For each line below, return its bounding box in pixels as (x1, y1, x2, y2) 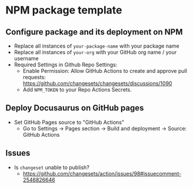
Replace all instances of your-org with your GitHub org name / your (14, 49, 177, 56)
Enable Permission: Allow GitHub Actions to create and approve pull (22, 67, 188, 74)
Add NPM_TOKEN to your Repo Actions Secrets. (22, 86, 132, 93)
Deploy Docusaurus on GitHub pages (5, 103, 144, 113)
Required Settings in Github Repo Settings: (14, 61, 118, 68)
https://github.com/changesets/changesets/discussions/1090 (22, 80, 172, 87)
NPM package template (5, 4, 122, 17)
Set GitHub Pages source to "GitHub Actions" (14, 119, 125, 126)
